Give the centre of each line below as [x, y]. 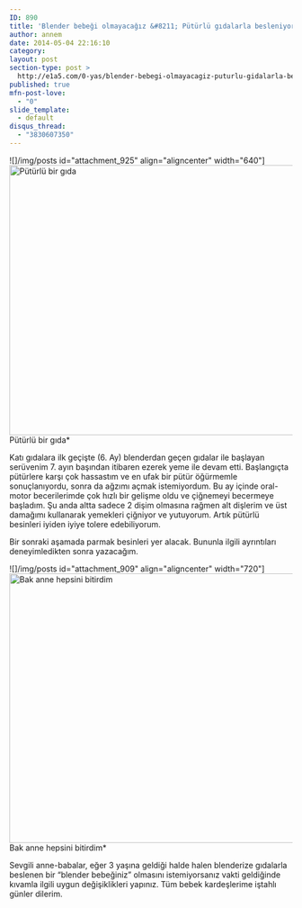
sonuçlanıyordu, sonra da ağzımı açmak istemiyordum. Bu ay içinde [134, 486]
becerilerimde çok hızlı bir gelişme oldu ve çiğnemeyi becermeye [153, 495]
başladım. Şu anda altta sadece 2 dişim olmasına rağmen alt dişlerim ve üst [148, 505]
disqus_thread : [38, 127]
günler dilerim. [36, 894]
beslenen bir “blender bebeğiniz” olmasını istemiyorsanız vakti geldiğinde [145, 875]
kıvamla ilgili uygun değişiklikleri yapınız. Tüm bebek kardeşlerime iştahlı [143, 884]
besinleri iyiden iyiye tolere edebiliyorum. [85, 524]
